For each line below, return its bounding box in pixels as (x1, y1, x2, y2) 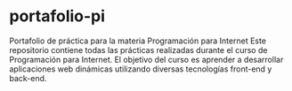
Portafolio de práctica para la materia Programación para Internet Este (9, 35, 267, 46)
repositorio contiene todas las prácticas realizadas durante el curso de (9, 44, 268, 55)
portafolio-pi (9, 6, 105, 27)
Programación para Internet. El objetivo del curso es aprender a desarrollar (9, 54, 284, 64)
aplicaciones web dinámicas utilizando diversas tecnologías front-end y (9, 64, 272, 74)
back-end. (9, 72, 47, 83)
